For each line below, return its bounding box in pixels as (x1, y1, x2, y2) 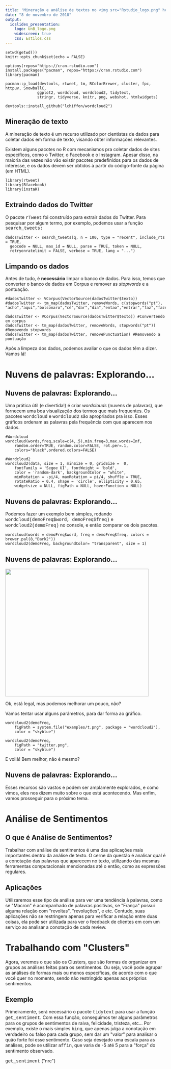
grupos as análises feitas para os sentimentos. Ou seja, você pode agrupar (5, 964, 162, 970)
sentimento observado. (5, 1048, 54, 1054)
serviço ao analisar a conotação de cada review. (5, 924, 107, 930)
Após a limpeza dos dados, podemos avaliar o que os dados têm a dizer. (5, 345, 158, 352)
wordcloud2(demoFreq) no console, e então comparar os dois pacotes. (5, 522, 159, 529)
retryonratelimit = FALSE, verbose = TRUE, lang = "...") (10, 248, 136, 253)
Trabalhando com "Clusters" (5, 942, 130, 953)
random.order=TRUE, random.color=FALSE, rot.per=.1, (14, 443, 129, 449)
